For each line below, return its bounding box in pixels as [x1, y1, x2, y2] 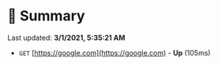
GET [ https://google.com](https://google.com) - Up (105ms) [18, 48, 211, 57]
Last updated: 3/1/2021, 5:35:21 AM [7, 33, 126, 42]
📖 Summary [7, 7, 85, 25]
